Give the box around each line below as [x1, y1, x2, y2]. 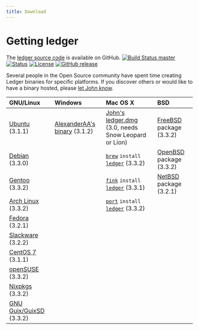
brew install [105, 153, 141, 159]
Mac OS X [105, 99, 134, 107]
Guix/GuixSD [9, 306, 45, 315]
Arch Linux [9, 196, 40, 205]
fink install [105, 177, 141, 184]
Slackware [9, 231, 38, 239]
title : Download [6, 8, 46, 15]
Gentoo [9, 176, 30, 184]
